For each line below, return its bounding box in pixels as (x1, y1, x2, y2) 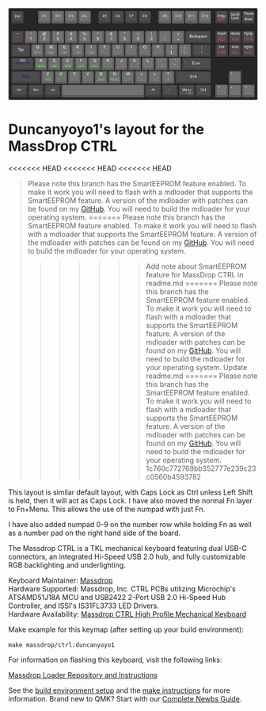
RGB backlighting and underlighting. (8, 560, 127, 570)
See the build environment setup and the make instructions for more (8, 686, 231, 695)
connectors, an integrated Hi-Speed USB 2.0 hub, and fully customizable (8, 552, 246, 561)
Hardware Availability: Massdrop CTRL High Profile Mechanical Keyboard (8, 609, 247, 618)
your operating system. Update (146, 362, 248, 372)
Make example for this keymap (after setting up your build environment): (8, 625, 244, 634)
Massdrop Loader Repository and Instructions (8, 670, 158, 679)
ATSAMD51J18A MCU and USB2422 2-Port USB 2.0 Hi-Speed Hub (8, 592, 226, 602)
